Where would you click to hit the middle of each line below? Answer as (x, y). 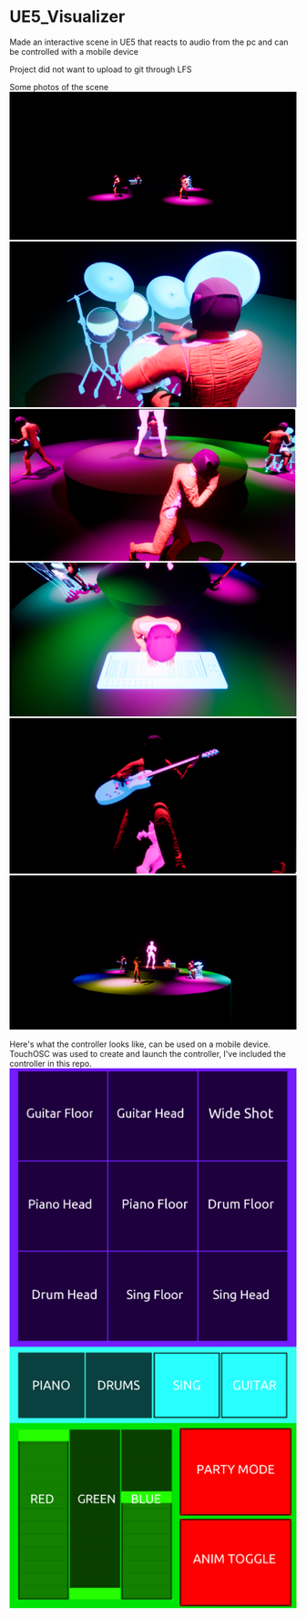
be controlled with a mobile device (74, 51)
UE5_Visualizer (67, 17)
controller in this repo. (51, 1063)
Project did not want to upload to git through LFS (101, 69)
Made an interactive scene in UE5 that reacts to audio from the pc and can (149, 42)
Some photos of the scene (59, 87)
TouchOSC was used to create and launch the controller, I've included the (148, 1053)
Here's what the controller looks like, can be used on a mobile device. (140, 1044)
